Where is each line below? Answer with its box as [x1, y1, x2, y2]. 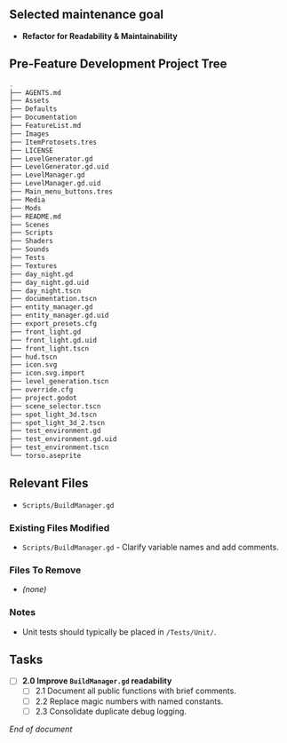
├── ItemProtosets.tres [9, 138, 98, 146]
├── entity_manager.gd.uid [9, 311, 109, 320]
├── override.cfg [9, 385, 74, 394]
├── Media [9, 195, 46, 204]
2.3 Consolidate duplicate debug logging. [35, 706, 187, 716]
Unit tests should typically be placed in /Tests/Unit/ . [21, 626, 217, 637]
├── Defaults [9, 105, 58, 114]
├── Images [9, 129, 50, 138]
